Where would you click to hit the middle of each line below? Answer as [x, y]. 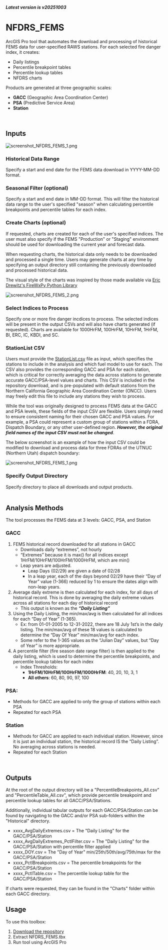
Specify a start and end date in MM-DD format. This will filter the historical [82, 199]
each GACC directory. [28, 894]
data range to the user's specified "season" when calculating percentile [80, 204]
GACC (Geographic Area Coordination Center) [60, 97]
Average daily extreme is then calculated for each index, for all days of [85, 592]
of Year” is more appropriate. [50, 645]
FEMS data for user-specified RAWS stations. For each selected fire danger [83, 47]
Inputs [16, 133]
